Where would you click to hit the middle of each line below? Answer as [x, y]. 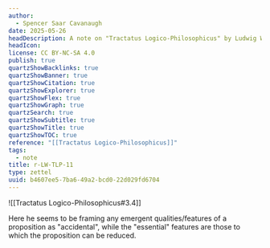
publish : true [32, 61]
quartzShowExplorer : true [51, 90]
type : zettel [30, 173]
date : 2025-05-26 [37, 30]
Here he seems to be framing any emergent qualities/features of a [118, 218]
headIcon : [25, 46]
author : [21, 16]
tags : [17, 150]
